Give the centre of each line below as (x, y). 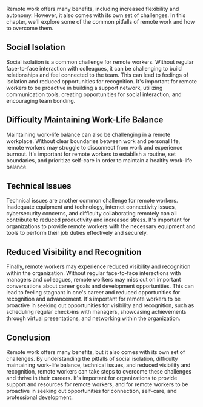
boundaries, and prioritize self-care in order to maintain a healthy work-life (99, 160)
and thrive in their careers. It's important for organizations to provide (92, 378)
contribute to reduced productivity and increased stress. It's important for (98, 220)
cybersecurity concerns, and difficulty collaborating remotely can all (92, 214)
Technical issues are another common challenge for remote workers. (92, 201)
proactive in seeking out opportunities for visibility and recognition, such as (100, 305)
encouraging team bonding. (41, 100)
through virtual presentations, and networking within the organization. (93, 318)
